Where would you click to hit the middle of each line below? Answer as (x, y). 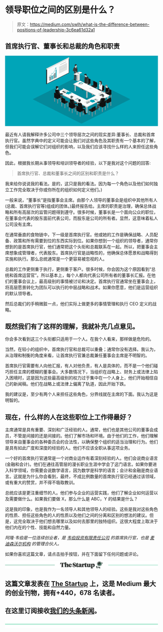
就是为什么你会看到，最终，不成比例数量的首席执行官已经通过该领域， (88, 477)
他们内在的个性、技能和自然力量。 (39, 528)
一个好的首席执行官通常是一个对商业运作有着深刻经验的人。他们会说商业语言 (81, 458)
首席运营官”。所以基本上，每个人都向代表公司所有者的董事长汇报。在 (82, 275)
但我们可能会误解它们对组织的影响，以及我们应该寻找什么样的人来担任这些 (79, 147)
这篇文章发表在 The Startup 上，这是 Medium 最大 (81, 584)
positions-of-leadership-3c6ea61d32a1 (56, 30)
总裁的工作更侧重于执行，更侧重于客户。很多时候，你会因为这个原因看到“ (78, 269)
